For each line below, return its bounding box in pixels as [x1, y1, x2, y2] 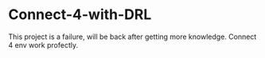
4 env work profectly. [8, 40, 78, 49]
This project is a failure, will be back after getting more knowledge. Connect [8, 32, 257, 41]
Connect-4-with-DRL [8, 6, 152, 24]
